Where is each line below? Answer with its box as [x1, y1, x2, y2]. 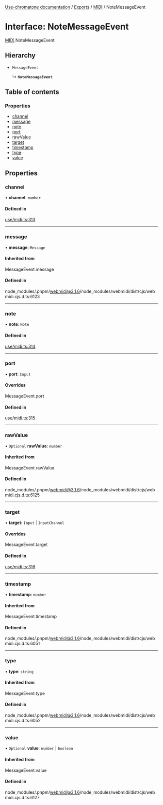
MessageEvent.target [5, 542, 48, 547]
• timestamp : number [5, 591, 47, 597]
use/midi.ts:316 [5, 563, 35, 569]
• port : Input [5, 371, 31, 377]
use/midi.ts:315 [5, 415, 35, 421]
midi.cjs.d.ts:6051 [5, 640, 40, 647]
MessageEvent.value [5, 767, 47, 773]
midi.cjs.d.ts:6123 [5, 294, 40, 300]
